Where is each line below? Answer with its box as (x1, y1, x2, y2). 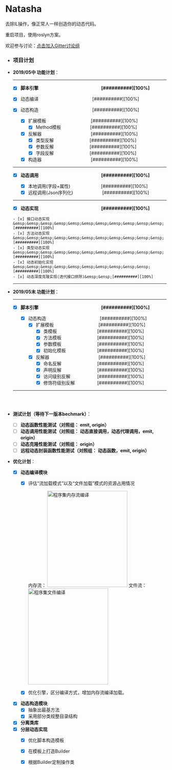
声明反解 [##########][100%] (43, 367, 144, 373)
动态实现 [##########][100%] (20, 205, 150, 211)
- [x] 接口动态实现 (12, 217, 50, 222)
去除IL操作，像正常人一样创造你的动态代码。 (5, 21, 99, 27)
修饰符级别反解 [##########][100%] (43, 379, 144, 386)
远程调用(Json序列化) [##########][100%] (28, 189, 149, 196)
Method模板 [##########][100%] (35, 124, 137, 130)
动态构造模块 (20, 700, 48, 706)
